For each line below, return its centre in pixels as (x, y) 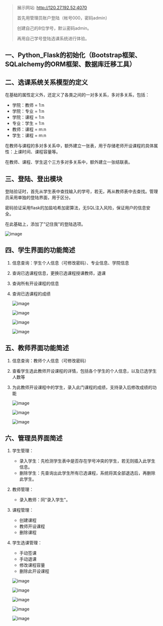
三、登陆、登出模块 (34, 179)
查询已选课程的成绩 (31, 294)
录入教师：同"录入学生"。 (45, 500)
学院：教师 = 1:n (28, 105)
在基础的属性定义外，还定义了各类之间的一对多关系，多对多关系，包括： (77, 95)
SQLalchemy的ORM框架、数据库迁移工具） (70, 64)
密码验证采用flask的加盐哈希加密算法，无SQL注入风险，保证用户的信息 (76, 208)
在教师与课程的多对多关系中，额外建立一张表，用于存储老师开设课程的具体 (79, 146)
